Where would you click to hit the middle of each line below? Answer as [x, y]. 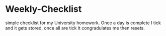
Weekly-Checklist [44, 9]
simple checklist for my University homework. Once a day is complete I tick [83, 23]
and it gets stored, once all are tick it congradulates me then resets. [75, 28]
